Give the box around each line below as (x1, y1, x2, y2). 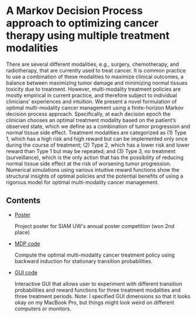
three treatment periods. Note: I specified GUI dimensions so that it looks (14, 292, 191, 299)
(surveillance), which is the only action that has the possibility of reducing (6, 154, 184, 161)
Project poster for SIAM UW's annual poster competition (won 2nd (14, 222, 174, 229)
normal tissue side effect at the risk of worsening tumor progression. (6, 160, 171, 167)
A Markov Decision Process (6, 4, 143, 18)
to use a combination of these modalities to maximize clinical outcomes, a (6, 73, 184, 80)
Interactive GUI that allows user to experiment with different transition (14, 280, 183, 287)
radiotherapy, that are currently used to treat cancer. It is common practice (6, 67, 186, 74)
